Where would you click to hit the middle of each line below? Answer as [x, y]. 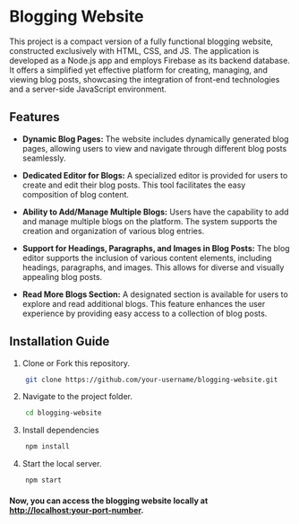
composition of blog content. [76, 194]
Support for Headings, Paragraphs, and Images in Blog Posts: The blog [156, 248]
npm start [44, 480]
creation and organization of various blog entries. [113, 231]
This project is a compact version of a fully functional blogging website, [141, 41]
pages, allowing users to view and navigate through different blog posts [154, 148]
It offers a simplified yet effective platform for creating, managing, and [139, 70]
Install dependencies [61, 430]
